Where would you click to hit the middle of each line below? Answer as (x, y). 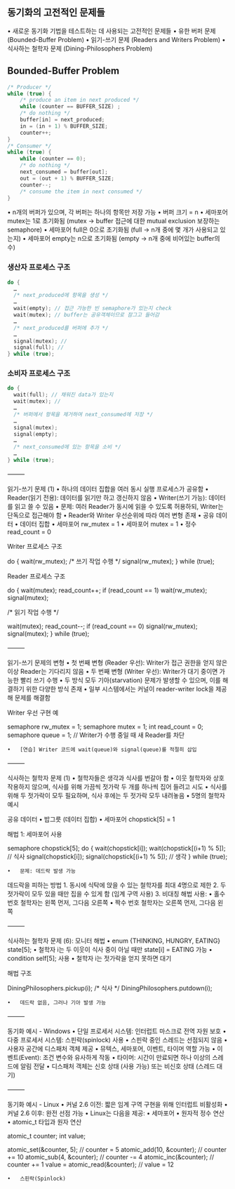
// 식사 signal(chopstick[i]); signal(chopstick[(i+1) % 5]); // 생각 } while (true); (117, 856)
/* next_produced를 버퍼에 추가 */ (61, 328)
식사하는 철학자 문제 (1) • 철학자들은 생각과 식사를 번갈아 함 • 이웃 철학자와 (109, 778)
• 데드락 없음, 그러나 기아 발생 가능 (57, 1002)
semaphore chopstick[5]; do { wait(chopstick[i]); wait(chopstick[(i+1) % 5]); (116, 848)
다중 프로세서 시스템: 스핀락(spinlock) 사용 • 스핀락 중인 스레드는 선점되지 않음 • (117, 1039)
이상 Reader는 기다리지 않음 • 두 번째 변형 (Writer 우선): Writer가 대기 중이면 (113, 671)
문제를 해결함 (33, 698)
